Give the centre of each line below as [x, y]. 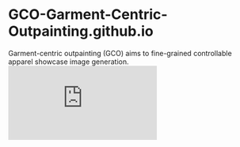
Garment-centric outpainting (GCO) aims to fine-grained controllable [120, 53]
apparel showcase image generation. [69, 62]
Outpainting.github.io [81, 31]
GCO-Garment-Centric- [88, 15]
